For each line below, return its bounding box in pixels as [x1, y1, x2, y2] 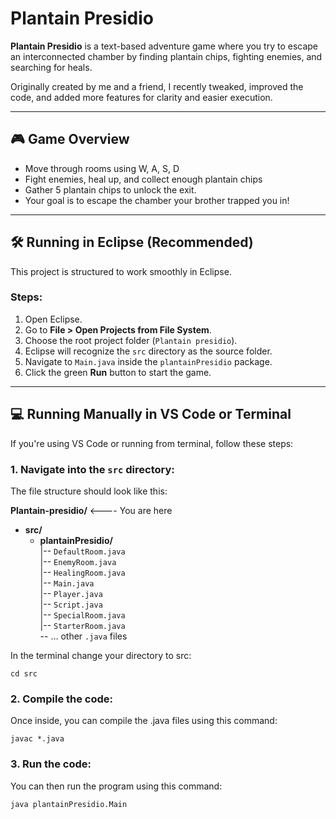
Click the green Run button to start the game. [24, 366, 212, 378]
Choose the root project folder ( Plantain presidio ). [24, 334, 238, 346]
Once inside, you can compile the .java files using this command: [10, 715, 278, 727]
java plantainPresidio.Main [10, 799, 128, 809]
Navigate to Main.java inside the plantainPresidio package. [24, 355, 273, 367]
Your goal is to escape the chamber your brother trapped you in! [24, 194, 290, 206]
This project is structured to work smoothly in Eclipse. [10, 265, 232, 277]
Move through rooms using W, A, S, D [24, 162, 180, 174]
